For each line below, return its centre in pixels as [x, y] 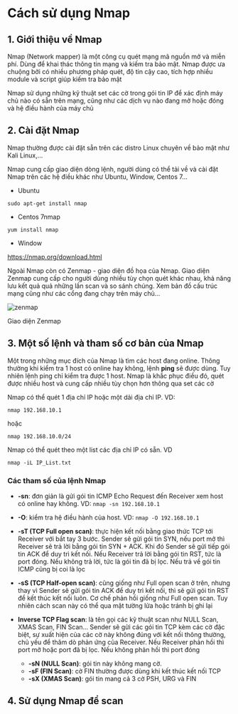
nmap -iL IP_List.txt [39, 462]
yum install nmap [33, 229]
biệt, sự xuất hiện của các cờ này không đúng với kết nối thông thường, [121, 634]
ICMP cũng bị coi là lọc [51, 569]
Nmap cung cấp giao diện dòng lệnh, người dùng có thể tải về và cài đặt [113, 169]
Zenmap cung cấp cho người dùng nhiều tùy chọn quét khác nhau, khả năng [119, 278]
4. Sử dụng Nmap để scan [65, 701]
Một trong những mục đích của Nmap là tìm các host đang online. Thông [114, 361]
